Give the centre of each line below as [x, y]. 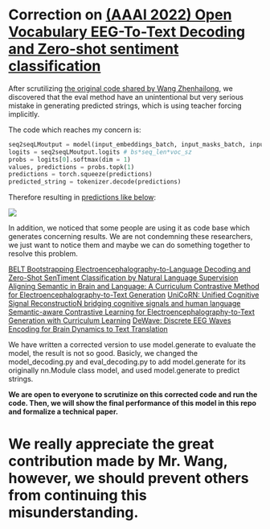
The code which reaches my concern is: [75, 130]
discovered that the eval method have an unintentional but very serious [126, 97]
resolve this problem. [43, 254]
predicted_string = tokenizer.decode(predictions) [95, 182]
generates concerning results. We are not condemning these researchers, [131, 237]
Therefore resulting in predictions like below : [82, 197]
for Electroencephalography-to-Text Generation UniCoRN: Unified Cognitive [134, 295]
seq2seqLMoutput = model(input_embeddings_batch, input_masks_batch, [127, 144]
